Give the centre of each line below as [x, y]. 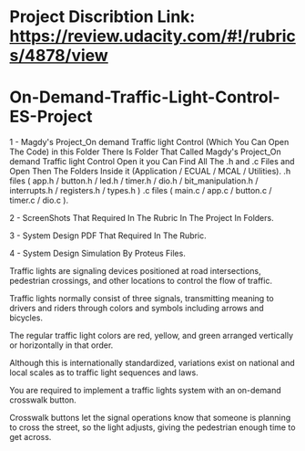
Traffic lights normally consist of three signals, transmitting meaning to [142, 299]
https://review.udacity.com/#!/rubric [152, 36]
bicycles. [26, 318]
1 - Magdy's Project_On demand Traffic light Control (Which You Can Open [149, 142]
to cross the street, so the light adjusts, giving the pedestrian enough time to [152, 427]
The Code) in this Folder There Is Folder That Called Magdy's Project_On [146, 152]
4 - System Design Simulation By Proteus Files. [98, 254]
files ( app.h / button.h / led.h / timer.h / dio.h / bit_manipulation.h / [134, 181]
